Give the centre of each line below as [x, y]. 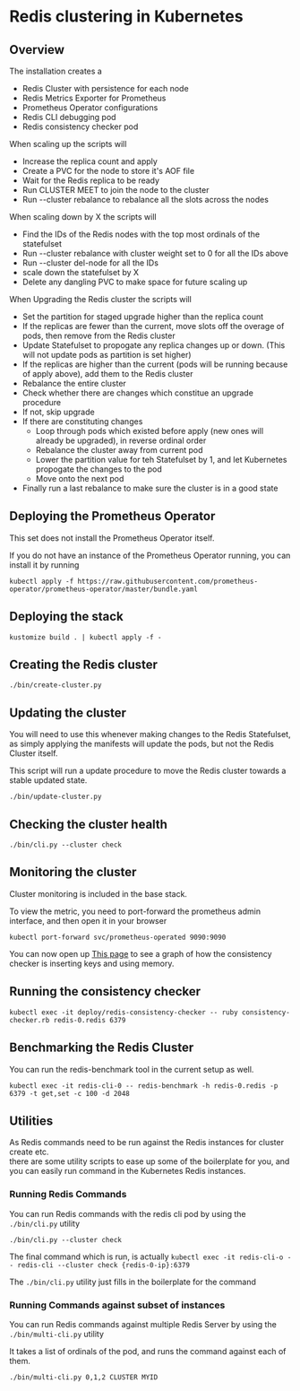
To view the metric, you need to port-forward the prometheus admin [135, 911]
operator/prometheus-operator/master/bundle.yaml [104, 589]
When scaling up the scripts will [68, 144]
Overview [37, 50]
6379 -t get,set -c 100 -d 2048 [69, 1093]
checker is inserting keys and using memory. [92, 963]
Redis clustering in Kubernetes [126, 17]
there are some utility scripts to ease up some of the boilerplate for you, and [150, 1161]
